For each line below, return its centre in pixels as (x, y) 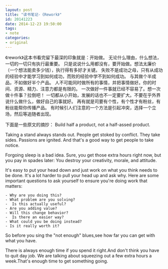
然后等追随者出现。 (34, 114)
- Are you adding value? (31, 208)
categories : (18, 38)
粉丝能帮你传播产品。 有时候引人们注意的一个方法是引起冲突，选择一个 (78, 107)
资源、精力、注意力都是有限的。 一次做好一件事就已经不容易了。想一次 (87, 89)
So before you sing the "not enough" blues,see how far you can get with (80, 235)
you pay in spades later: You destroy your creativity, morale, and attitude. (81, 160)
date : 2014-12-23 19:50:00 (33, 24)
